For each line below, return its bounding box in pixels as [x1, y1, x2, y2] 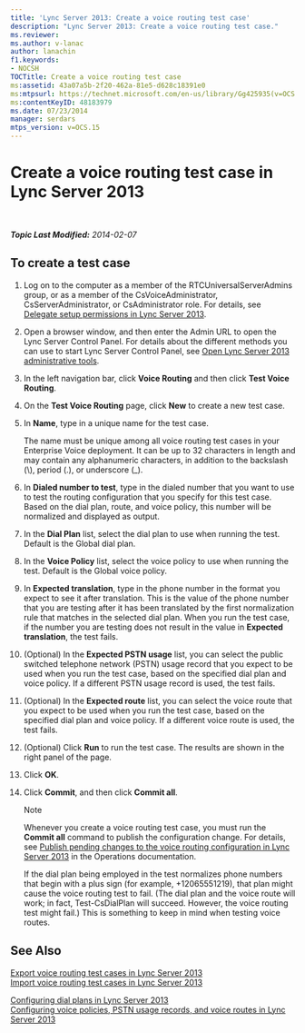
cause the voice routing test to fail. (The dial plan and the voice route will [23, 888, 296, 899]
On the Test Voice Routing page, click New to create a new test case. [23, 400, 285, 411]
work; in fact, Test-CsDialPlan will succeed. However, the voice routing [23, 897, 289, 909]
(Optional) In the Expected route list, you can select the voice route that [23, 695, 293, 706]
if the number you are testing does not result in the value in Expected [23, 621, 284, 632]
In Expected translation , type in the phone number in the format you [23, 582, 280, 593]
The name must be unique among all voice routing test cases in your [23, 435, 280, 446]
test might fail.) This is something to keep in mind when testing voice [23, 907, 280, 918]
